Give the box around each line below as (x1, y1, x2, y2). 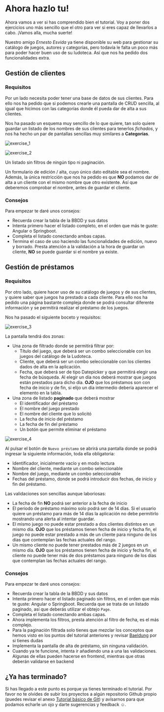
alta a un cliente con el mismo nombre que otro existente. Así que (5, 179, 137, 185)
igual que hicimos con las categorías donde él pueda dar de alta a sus (5, 105, 147, 111)
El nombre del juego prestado (19, 405, 80, 411)
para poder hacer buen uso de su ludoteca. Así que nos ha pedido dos (5, 50, 148, 56)
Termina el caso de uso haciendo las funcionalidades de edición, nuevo (12, 238, 157, 244)
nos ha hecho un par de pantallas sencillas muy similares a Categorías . (5, 131, 150, 137)
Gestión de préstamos (5, 263, 75, 271)
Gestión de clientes (5, 69, 66, 78)
